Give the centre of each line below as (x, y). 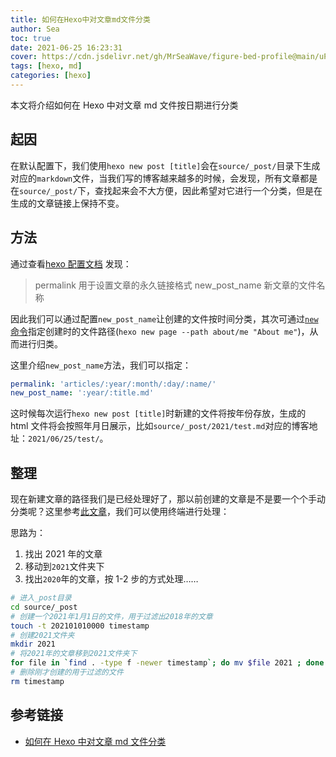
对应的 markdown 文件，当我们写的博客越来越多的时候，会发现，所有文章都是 (164, 178)
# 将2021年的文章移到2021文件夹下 (74, 654)
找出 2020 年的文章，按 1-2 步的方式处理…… (111, 579)
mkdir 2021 (33, 644)
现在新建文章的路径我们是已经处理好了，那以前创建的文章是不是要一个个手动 (168, 499)
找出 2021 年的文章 (63, 554)
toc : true (31, 38)
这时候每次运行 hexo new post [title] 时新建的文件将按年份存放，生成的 (158, 413)
